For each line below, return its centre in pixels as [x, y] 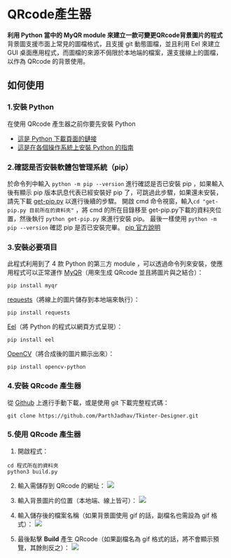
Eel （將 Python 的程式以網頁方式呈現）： [65, 327]
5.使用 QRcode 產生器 [44, 434]
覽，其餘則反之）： [43, 548]
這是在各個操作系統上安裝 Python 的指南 [76, 147]
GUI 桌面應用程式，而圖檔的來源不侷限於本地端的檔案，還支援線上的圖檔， [115, 52]
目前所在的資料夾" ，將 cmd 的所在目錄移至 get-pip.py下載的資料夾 [122, 210]
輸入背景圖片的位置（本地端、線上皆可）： [77, 500]
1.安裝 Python [31, 107]
